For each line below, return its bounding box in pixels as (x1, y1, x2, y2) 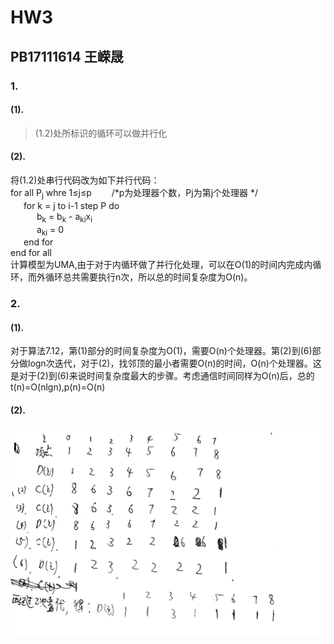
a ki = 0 (36, 223, 65, 238)
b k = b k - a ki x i (36, 210, 93, 225)
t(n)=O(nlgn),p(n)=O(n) (10, 381, 106, 393)
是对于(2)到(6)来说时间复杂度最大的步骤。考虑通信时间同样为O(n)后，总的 (10, 370, 315, 382)
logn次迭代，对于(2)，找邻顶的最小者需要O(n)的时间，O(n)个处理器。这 (27, 357, 322, 370)
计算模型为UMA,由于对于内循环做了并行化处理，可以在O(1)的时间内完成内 (10, 259, 313, 271)
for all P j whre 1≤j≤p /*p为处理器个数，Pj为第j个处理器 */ (10, 186, 259, 201)
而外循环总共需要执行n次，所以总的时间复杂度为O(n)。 (27, 271, 253, 283)
